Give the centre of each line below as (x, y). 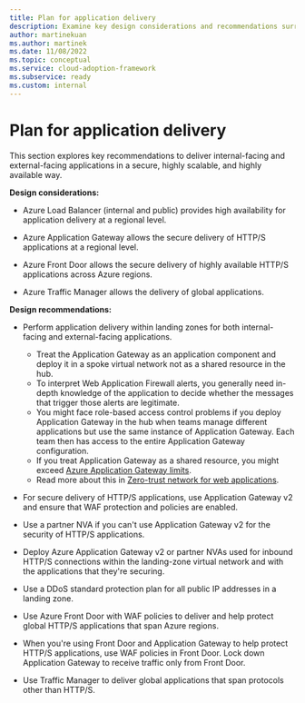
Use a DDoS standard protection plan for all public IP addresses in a (149, 589)
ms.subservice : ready (50, 77)
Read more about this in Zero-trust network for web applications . (157, 480)
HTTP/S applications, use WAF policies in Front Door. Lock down (143, 653)
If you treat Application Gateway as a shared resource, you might (157, 460)
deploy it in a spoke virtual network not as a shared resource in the (161, 363)
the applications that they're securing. (93, 571)
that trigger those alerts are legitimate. (108, 402)
